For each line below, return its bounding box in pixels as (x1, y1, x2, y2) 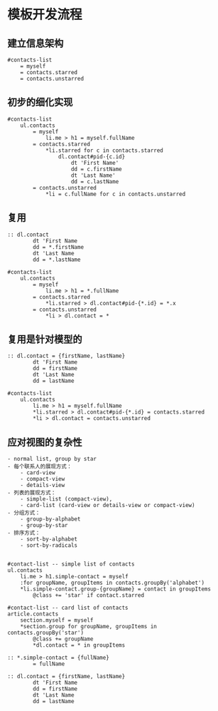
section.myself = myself (20, 617, 94, 624)
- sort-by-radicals (20, 542, 78, 549)
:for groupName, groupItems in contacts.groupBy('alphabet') (20, 579, 205, 587)
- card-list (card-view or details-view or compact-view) (20, 502, 195, 509)
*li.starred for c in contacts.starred (45, 147, 163, 154)
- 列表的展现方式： (7, 489, 57, 496)
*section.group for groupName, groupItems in (20, 623, 158, 630)
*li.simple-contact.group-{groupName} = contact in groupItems (20, 585, 212, 593)
